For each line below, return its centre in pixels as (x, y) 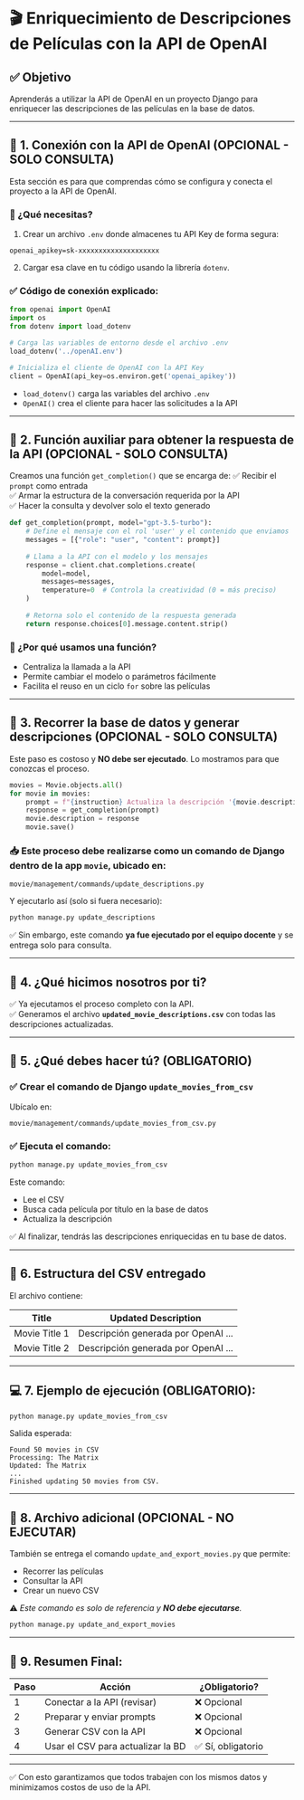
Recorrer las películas (63, 1571)
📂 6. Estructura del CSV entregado (108, 1274)
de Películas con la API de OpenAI (138, 44)
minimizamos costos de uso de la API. (80, 1787)
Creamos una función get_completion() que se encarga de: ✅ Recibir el (143, 476)
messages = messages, (79, 582)
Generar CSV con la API (95, 1731)
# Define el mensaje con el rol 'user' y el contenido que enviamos (157, 531)
